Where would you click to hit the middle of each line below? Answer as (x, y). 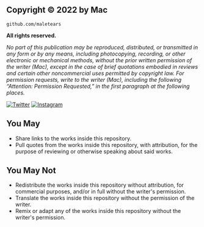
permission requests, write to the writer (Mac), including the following (94, 79)
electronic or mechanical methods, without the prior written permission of (99, 60)
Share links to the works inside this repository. (73, 138)
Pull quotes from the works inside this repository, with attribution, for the (106, 145)
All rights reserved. (31, 35)
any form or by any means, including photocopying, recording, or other (96, 54)
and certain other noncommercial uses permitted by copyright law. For (95, 73)
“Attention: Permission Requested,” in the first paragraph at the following (98, 86)
